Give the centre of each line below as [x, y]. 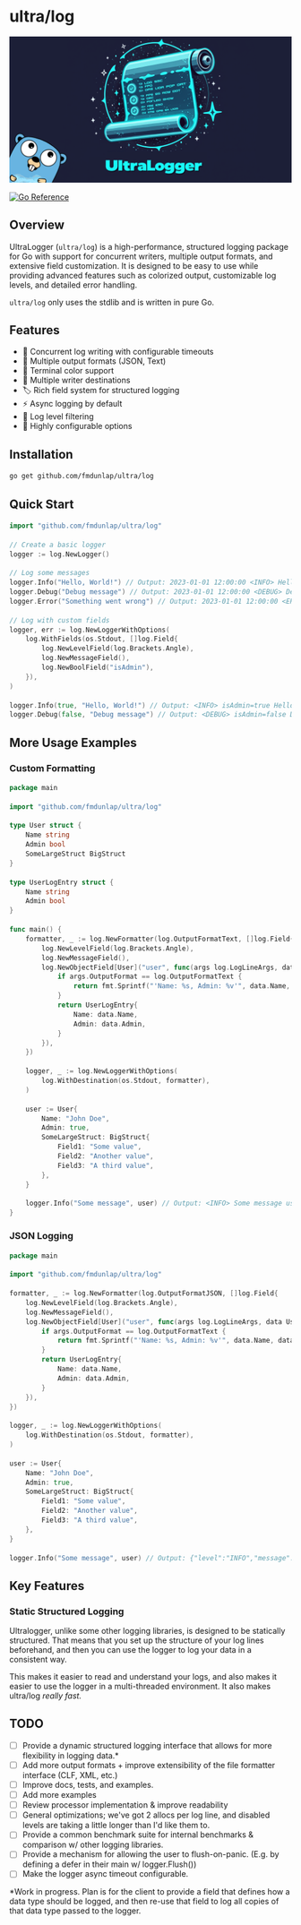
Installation [41, 454]
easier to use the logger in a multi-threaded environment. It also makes [140, 1687]
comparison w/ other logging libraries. [93, 1845]
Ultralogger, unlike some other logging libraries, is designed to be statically [147, 1631]
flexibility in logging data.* [70, 1755]
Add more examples [59, 1795]
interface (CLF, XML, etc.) [70, 1775]
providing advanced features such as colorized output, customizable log [143, 275]
